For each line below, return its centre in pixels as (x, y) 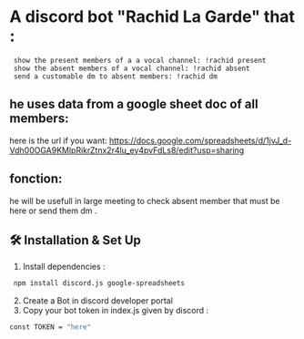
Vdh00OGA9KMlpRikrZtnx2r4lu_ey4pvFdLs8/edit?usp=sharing (127, 150)
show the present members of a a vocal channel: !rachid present (140, 60)
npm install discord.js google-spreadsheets (99, 283)
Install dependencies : (64, 267)
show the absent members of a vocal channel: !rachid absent (132, 68)
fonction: (36, 179)
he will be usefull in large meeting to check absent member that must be (145, 200)
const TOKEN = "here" (51, 327)
